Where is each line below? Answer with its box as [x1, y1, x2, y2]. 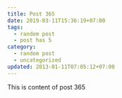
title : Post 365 [7, 10, 55, 18]
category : [7, 43, 37, 50]
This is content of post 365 [7, 82, 86, 91]
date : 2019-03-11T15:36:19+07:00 [7, 17, 106, 24]
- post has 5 [13, 37, 52, 44]
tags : [7, 23, 23, 31]
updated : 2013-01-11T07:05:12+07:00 [7, 63, 115, 70]
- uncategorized [13, 57, 61, 64]
